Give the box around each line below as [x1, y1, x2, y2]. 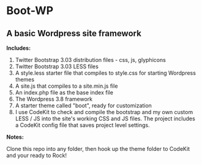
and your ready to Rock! [6, 152, 67, 159]
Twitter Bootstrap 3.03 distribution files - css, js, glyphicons [15, 56, 166, 63]
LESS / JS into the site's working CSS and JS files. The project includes [15, 115, 196, 122]
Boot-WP [6, 4, 54, 18]
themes [15, 76, 35, 83]
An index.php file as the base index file [15, 89, 113, 96]
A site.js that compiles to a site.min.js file [15, 82, 118, 90]
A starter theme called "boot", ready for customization [15, 102, 152, 109]
